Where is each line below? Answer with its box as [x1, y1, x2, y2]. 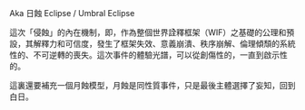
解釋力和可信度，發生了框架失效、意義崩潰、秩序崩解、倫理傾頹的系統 [33, 39, 296, 49]
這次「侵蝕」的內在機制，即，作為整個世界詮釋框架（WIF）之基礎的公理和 [9, 27, 287, 38]
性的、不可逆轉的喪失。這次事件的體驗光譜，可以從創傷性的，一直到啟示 [9, 50, 280, 60]
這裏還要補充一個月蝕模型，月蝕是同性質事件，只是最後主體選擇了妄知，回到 [9, 80, 296, 90]
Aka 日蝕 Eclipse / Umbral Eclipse [9, 8, 135, 18]
